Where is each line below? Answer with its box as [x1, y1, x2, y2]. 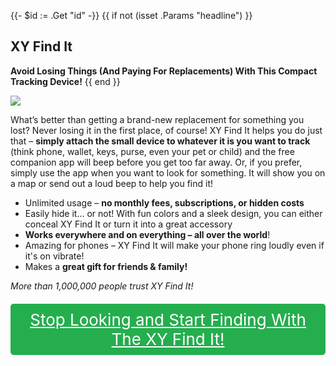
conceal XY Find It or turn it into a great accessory [24, 218, 233, 230]
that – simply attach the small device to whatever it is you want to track [10, 135, 311, 147]
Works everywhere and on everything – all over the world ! [24, 228, 271, 240]
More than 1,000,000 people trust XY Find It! [10, 280, 194, 292]
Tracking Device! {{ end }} [10, 75, 121, 87]
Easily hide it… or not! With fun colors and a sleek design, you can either [24, 207, 323, 219]
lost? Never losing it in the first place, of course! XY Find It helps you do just [10, 124, 323, 136]
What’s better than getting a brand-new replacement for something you [10, 113, 305, 125]
